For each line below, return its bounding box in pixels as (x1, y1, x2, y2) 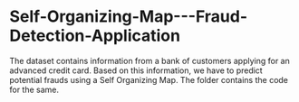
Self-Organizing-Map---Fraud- (9, 6, 247, 27)
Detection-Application (9, 25, 181, 46)
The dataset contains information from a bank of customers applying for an (9, 55, 290, 66)
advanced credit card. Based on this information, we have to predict (9, 65, 263, 76)
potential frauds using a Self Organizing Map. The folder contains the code (9, 74, 288, 85)
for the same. (9, 84, 60, 95)
